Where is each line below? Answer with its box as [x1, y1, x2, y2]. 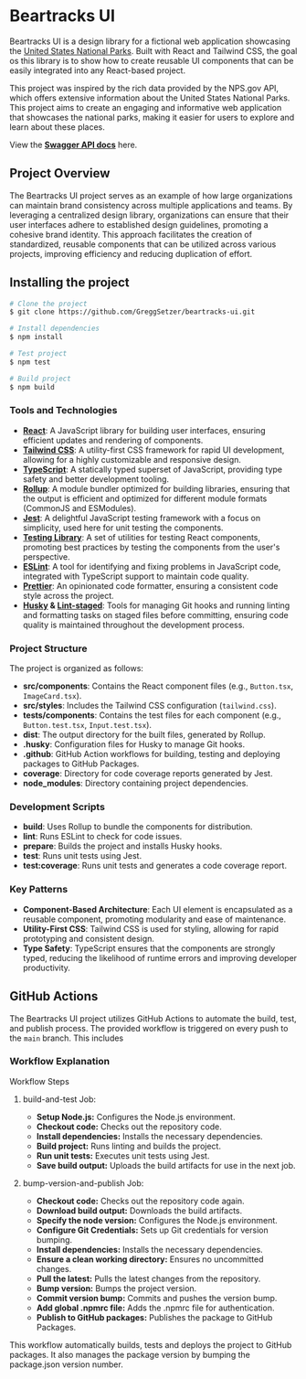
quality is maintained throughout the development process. [22, 619, 245, 630]
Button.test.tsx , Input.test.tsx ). [22, 720, 153, 731]
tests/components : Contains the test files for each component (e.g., [22, 710, 281, 721]
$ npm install [9, 333, 64, 342]
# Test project [9, 349, 68, 358]
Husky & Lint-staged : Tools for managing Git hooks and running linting [22, 600, 290, 611]
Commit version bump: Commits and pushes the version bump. [36, 1292, 278, 1303]
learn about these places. [9, 121, 105, 133]
